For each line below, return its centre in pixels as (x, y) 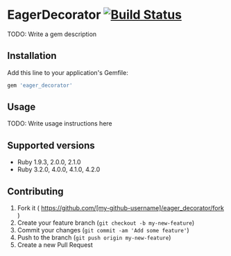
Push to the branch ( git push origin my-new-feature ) (94, 238)
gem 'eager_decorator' (40, 85)
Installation (32, 56)
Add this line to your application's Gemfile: (68, 72)
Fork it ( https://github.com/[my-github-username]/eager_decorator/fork (120, 208)
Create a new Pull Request (55, 245)
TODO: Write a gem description (52, 34)
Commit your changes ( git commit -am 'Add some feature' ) (103, 230)
